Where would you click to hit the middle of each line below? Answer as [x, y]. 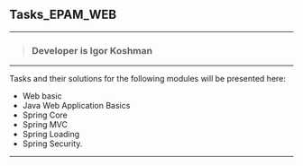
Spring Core [45, 115]
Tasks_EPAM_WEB [63, 15]
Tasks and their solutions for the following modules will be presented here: [148, 79]
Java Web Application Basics [76, 106]
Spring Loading [51, 135]
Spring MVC [45, 125]
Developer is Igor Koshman [92, 50]
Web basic [42, 96]
